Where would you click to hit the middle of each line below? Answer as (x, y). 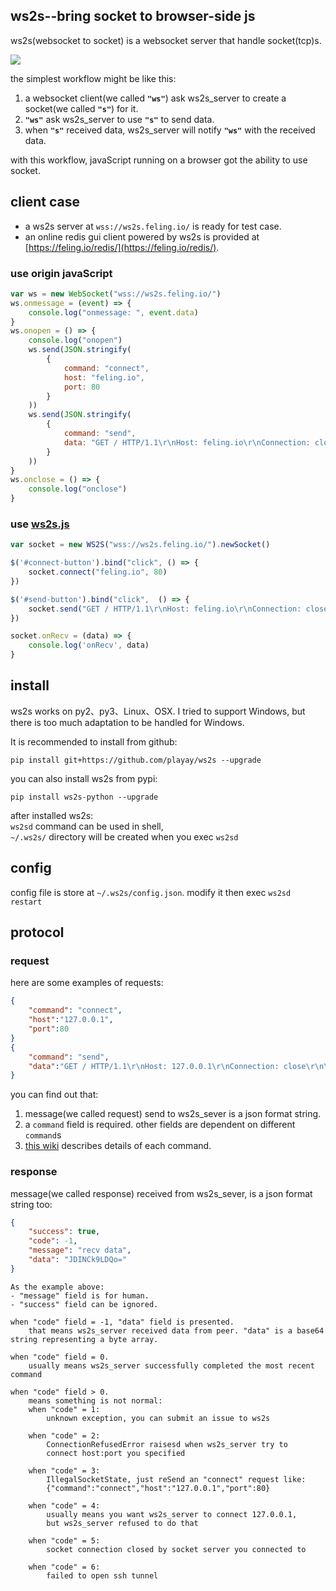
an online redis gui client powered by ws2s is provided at (142, 236)
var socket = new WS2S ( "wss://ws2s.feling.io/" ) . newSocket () (140, 545)
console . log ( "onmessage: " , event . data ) (113, 312)
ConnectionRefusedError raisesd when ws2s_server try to (167, 1444)
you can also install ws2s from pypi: (84, 778)
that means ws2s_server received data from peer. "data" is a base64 (176, 1330)
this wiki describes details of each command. (118, 1146)
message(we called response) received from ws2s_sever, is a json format (161, 1193)
